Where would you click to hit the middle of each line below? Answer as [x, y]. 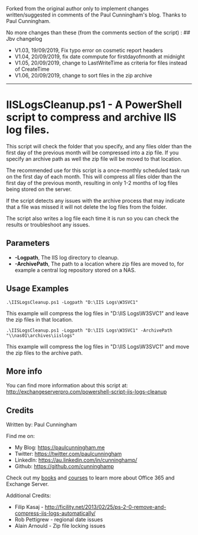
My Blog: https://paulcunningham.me [60, 448]
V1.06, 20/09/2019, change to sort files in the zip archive [83, 75]
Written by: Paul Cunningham [42, 424]
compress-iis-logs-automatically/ [55, 513]
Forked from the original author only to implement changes [77, 9]
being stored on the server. [39, 189]
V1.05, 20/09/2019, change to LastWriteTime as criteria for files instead [101, 63]
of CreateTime [32, 69]
